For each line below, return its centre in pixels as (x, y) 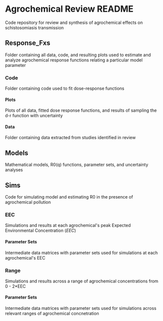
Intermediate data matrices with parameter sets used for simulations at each (81, 253)
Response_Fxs (28, 43)
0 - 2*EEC (15, 286)
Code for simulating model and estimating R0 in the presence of (69, 197)
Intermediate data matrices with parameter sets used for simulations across (81, 308)
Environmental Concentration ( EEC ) (41, 231)
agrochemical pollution (28, 202)
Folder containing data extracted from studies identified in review (71, 138)
